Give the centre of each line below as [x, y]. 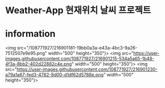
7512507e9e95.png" [26, 53]
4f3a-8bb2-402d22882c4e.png [39, 64]
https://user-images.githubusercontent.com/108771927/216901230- [87, 69]
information [30, 34]
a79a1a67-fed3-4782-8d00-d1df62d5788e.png [54, 75]
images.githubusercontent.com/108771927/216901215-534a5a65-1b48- [80, 59]
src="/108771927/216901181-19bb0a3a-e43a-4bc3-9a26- [77, 48]
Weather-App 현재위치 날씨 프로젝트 [78, 10]
